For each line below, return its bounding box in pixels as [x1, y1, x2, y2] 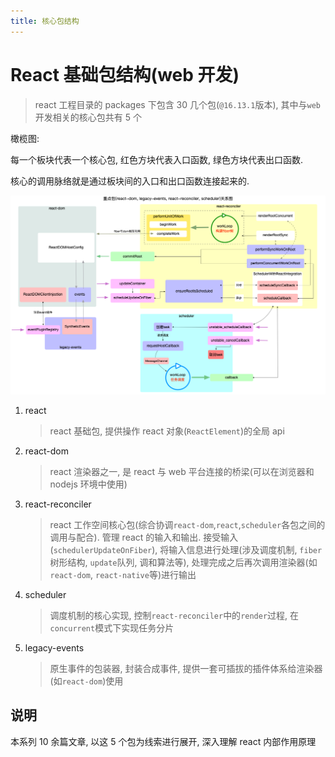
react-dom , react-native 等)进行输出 [49, 569, 197, 580]
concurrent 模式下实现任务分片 [49, 622, 175, 634]
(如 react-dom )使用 [49, 675, 124, 687]
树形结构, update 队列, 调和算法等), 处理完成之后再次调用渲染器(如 [49, 556, 318, 568]
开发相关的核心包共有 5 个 [34, 111, 142, 123]
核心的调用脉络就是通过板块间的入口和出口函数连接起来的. [10, 175, 250, 187]
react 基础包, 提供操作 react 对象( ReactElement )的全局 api [49, 425, 285, 437]
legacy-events [24, 642, 85, 654]
